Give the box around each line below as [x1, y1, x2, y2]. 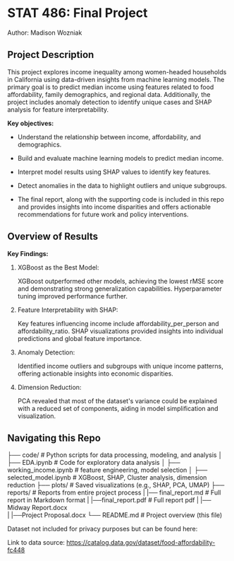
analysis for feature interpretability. [7, 105, 109, 114]
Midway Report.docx [7, 504, 68, 512]
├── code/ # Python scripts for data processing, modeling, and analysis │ [7, 451, 223, 459]
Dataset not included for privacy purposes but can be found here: [7, 525, 198, 533]
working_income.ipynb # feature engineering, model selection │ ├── [7, 465, 208, 475]
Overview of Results [7, 231, 99, 243]
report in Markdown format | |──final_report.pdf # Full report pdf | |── [7, 496, 211, 504]
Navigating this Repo [7, 432, 101, 444]
